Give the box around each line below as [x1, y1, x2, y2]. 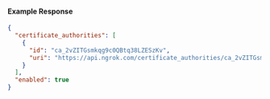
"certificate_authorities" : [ [15, 32, 116, 40]
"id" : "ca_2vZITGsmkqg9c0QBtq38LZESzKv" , [28, 46, 171, 54]
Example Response [7, 6, 73, 16]
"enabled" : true [15, 76, 69, 84]
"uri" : [28, 53, 52, 61]
